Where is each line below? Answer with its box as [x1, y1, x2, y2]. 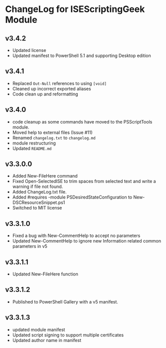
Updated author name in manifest [12, 337, 81, 343]
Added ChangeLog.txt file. [12, 189, 67, 195]
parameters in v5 [12, 243, 47, 249]
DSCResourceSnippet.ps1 [12, 199, 65, 205]
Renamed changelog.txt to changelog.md [12, 134, 96, 140]
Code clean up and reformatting [12, 91, 78, 97]
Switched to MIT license [12, 205, 62, 211]
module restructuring [12, 140, 56, 146]
